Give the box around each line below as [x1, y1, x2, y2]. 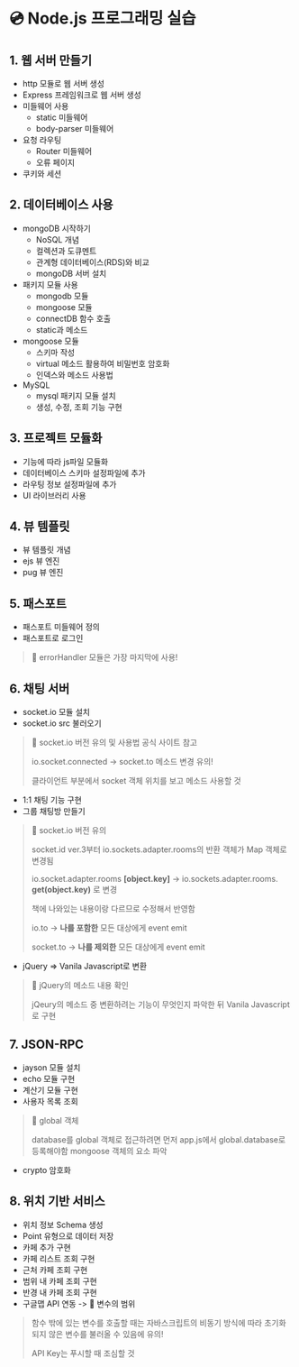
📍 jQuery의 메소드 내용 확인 [31, 980, 129, 991]
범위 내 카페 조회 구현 [22, 1275, 97, 1286]
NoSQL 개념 [35, 234, 79, 244]
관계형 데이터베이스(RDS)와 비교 [35, 256, 150, 267]
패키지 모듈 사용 [22, 279, 78, 289]
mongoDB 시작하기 [22, 223, 92, 234]
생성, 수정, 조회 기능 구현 [35, 401, 123, 412]
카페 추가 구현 [22, 1242, 71, 1252]
